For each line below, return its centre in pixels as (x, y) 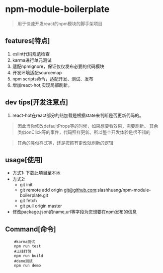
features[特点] (28, 41)
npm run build (29, 256)
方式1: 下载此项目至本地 (36, 173)
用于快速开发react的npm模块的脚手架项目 (60, 23)
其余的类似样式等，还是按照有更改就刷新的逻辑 (65, 143)
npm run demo (28, 266)
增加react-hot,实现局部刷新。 (42, 85)
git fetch (28, 201)
